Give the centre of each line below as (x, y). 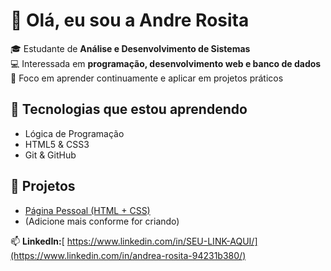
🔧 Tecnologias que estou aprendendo (129, 109)
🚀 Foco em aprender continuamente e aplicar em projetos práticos (147, 78)
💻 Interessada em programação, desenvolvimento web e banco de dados (166, 63)
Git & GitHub (50, 155)
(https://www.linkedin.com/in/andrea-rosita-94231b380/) (128, 255)
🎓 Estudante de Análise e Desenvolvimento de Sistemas (130, 48)
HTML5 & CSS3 (57, 144)
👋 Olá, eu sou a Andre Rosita (130, 20)
